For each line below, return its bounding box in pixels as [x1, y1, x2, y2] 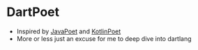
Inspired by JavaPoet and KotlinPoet [16, 27, 121, 35]
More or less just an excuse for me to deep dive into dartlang [16, 34, 192, 42]
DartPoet [6, 4, 60, 20]
